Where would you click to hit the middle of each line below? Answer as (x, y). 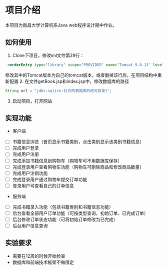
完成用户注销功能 (30, 173)
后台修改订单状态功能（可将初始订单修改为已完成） (65, 219)
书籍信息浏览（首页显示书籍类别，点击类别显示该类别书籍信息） (78, 142)
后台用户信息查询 (30, 226)
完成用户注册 (25, 154)
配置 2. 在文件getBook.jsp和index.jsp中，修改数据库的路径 (69, 81)
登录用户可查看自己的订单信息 (43, 185)
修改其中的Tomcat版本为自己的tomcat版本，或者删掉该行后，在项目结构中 (81, 75)
